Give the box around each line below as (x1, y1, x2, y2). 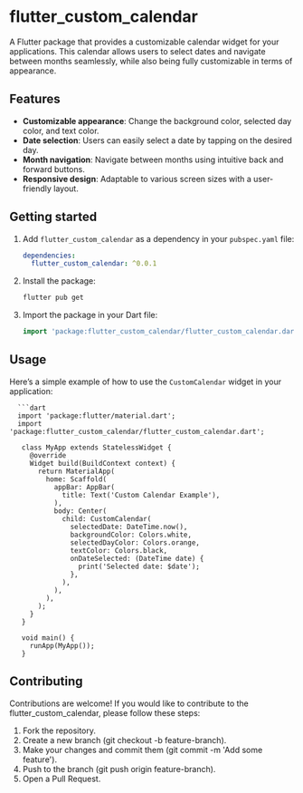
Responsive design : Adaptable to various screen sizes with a (22, 173, 251, 184)
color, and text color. (22, 125, 99, 136)
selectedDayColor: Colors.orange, (70, 537, 201, 547)
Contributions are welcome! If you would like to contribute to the (9, 698, 249, 709)
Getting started (9, 209, 98, 225)
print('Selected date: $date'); (78, 562, 201, 571)
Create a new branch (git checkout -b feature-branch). (22, 734, 227, 745)
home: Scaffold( (45, 474, 107, 484)
